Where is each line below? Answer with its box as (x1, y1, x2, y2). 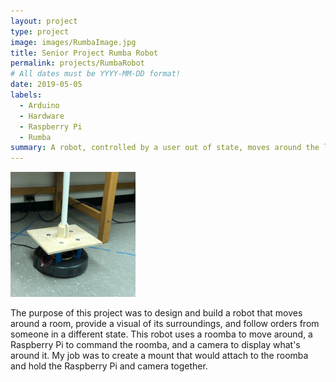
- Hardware (19, 111, 65, 121)
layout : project (10, 16, 78, 26)
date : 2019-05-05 (10, 80, 83, 90)
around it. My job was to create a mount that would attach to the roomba (10, 350, 309, 362)
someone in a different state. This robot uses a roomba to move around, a (10, 328, 313, 340)
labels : (10, 90, 43, 100)
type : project (10, 26, 70, 37)
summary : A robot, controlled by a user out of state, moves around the (10, 143, 320, 153)
